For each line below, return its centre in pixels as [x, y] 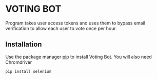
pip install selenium [28, 71]
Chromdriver [19, 62]
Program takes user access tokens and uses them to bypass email [75, 23]
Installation [24, 45]
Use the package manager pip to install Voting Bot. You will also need [79, 57]
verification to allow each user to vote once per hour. [61, 28]
